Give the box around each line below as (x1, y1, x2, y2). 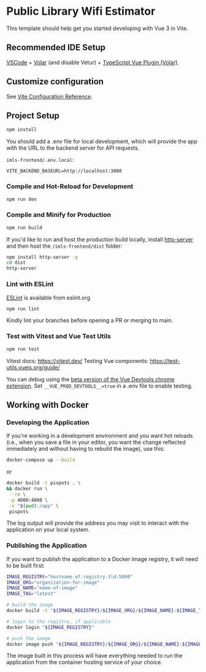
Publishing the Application (6, 541, 87, 550)
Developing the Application (6, 418, 90, 427)
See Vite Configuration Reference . (6, 93, 93, 100)
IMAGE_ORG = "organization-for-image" (6, 579, 100, 586)
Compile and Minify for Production (6, 210, 112, 219)
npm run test (6, 346, 40, 352)
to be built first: (6, 562, 45, 569)
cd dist (6, 259, 26, 266)
